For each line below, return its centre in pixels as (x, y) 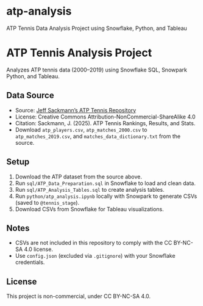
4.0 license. (39, 249)
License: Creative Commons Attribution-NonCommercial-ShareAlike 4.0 (105, 117)
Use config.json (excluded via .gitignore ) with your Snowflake (95, 256)
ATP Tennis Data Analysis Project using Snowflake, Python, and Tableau (97, 28)
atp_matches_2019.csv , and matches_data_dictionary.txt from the (98, 136)
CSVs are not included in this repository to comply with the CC (94, 243)
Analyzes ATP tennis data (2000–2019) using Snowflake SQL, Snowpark (97, 70)
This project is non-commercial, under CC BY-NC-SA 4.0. (79, 296)
